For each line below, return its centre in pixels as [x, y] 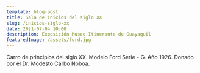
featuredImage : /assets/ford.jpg [49, 40]
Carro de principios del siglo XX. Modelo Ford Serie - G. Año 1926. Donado [100, 57]
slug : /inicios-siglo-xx [38, 23]
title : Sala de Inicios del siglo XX [54, 17]
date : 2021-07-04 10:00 [37, 29]
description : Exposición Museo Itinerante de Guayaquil [79, 34]
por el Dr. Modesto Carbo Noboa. [48, 63]
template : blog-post [33, 12]
